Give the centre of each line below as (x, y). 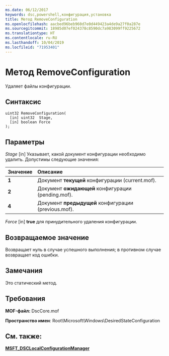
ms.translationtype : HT (30, 33)
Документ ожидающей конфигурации (84, 189)
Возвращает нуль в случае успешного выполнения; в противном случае (83, 250)
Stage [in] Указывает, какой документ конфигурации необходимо (75, 154)
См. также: (24, 337)
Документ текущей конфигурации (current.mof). (97, 181)
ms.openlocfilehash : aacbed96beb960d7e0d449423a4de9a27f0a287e (73, 24)
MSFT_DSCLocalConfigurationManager (48, 348)
